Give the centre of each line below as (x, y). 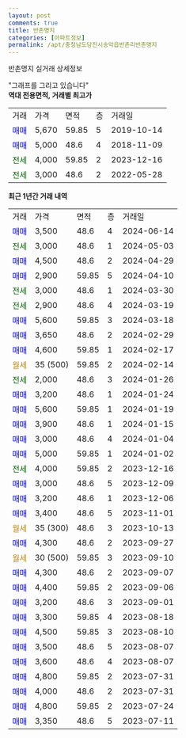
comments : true (33, 23)
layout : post (30, 15)
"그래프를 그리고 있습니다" (49, 86)
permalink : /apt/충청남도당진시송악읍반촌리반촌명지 (83, 45)
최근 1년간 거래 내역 (38, 196)
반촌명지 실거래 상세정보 (46, 69)
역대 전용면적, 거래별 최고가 (50, 95)
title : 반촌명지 (32, 30)
